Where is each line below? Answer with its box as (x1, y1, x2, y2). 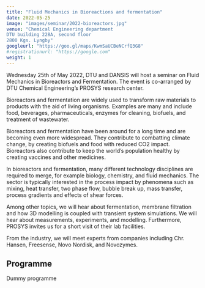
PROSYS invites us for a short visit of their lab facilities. (6, 223, 146, 230)
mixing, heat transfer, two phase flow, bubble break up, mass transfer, (6, 185, 183, 192)
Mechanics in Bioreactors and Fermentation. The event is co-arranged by (6, 78, 192, 85)
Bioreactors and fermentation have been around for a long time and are (6, 127, 186, 135)
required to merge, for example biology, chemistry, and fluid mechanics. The (6, 172, 199, 179)
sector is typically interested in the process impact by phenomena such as (6, 178, 194, 185)
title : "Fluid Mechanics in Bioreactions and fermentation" (6, 9, 163, 15)
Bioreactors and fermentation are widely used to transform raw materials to (6, 96, 196, 103)
